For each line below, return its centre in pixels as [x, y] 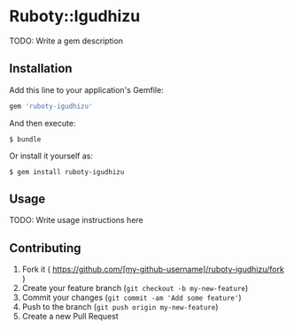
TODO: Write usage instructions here [76, 220]
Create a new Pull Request [70, 317]
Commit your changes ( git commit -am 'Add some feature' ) [132, 297]
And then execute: [43, 123]
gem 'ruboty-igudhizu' [51, 106]
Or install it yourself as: [51, 156]
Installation [41, 69]
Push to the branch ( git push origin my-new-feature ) [120, 307]
